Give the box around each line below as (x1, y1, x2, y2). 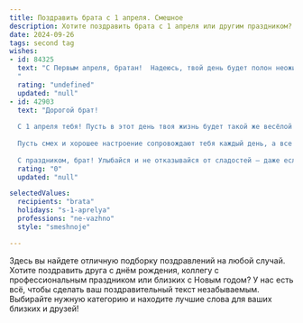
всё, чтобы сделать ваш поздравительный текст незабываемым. (9, 283, 260, 294)
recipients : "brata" (17, 198, 95, 207)
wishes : (9, 47, 39, 56)
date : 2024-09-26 (9, 30, 75, 39)
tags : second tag (9, 38, 75, 48)
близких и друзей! (9, 303, 79, 314)
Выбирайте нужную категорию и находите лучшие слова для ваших (9, 293, 272, 304)
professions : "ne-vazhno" (17, 214, 115, 223)
